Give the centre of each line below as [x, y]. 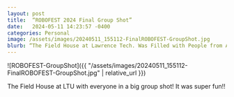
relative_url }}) [126, 73]
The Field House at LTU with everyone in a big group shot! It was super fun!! [116, 86]
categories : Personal [39, 33]
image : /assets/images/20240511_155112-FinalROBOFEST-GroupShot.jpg [109, 39]
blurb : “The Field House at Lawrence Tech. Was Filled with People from [115, 46]
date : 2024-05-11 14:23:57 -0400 [59, 26]
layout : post [26, 14]
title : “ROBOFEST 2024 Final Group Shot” [70, 20]
